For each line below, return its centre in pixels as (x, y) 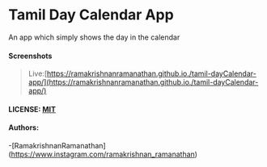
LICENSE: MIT (32, 109)
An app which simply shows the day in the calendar (94, 37)
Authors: (23, 127)
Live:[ (37, 73)
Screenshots (30, 56)
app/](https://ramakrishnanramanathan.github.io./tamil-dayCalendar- (143, 82)
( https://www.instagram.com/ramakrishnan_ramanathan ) (103, 154)
